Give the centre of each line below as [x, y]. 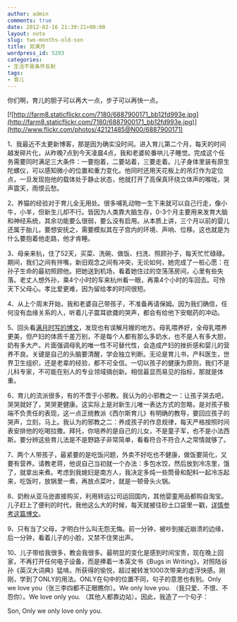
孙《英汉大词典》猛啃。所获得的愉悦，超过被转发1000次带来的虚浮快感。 [114, 570]
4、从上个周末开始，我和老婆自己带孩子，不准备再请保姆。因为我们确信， [115, 304]
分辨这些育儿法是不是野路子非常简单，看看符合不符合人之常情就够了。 [128, 440]
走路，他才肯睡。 [69, 239]
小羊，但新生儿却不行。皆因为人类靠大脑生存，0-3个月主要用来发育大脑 [123, 212]
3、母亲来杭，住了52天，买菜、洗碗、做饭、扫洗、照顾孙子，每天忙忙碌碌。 [118, 253]
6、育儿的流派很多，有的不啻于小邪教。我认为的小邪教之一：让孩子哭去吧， [117, 395]
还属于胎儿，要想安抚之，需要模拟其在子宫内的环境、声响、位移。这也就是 [115, 229]
